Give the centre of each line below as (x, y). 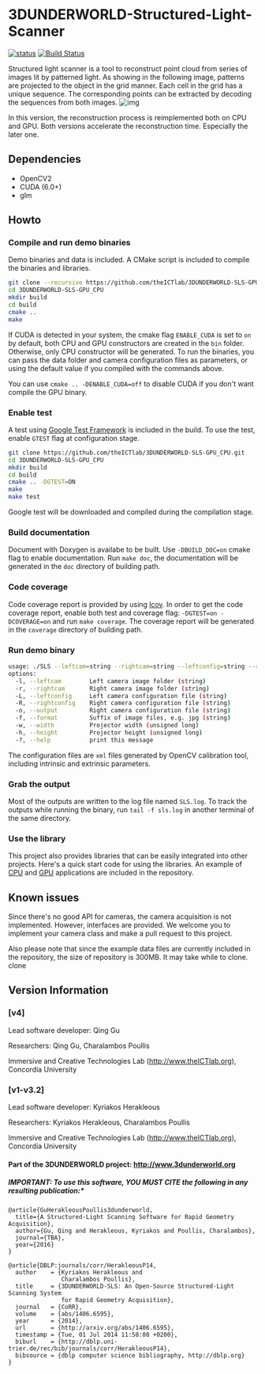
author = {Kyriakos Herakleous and (79, 1272)
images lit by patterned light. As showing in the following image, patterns (127, 77)
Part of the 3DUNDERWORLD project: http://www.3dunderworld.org (122, 1164)
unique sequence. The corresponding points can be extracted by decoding (130, 93)
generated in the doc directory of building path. (84, 567)
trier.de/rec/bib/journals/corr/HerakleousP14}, (90, 1348)
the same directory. (40, 818)
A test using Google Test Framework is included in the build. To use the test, (132, 430)
